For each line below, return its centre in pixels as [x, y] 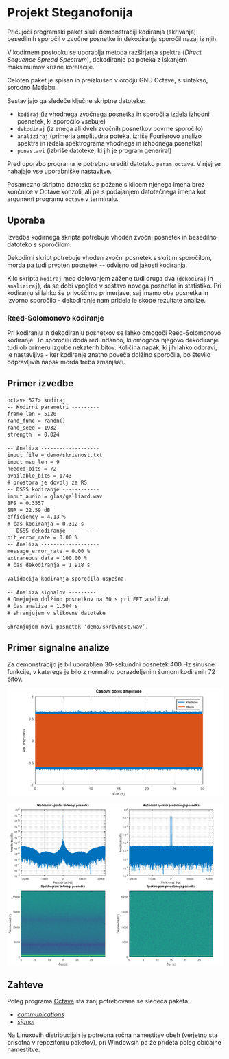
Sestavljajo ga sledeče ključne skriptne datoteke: [76, 100]
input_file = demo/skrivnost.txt [55, 455]
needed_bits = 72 [32, 469]
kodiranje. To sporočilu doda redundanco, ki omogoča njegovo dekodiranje [113, 340]
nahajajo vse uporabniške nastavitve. [59, 171]
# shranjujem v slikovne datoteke [57, 613]
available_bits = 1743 [39, 476]
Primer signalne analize [58, 648]
